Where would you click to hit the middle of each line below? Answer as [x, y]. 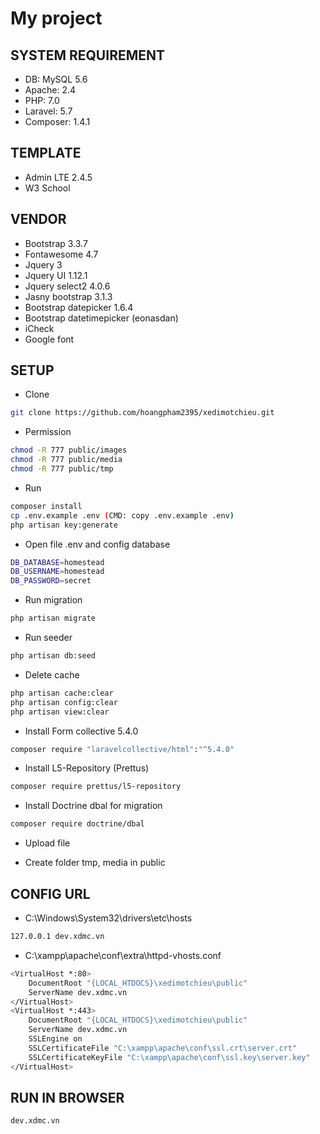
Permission [48, 432]
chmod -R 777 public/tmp [62, 469]
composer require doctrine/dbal [77, 824]
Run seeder [48, 638]
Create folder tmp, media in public [95, 863]
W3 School [47, 188]
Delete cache [52, 674]
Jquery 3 [43, 264]
